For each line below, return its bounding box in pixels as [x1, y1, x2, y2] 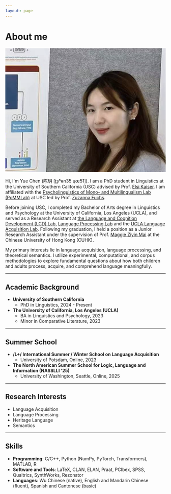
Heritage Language [12, 417, 53, 423]
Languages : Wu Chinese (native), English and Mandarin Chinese [12, 477, 149, 483]
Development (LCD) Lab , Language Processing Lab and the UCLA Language [5, 221, 165, 227]
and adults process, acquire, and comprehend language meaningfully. [5, 263, 152, 269]
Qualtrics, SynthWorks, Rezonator [12, 472, 84, 478]
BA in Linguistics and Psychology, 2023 [20, 313, 103, 319]
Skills [5, 442, 23, 451]
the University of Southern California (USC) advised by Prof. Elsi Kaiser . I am [5, 184, 165, 190]
